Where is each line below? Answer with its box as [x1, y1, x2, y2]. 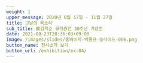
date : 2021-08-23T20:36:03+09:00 [6, 31, 90, 37]
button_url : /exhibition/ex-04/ [6, 48, 87, 54]
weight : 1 [6, 8, 31, 15]
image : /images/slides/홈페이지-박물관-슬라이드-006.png [6, 37, 138, 43]
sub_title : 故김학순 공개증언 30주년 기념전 [6, 25, 103, 32]
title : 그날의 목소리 [6, 20, 53, 26]
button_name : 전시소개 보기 [6, 43, 69, 49]
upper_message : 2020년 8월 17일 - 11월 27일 [6, 14, 112, 20]
